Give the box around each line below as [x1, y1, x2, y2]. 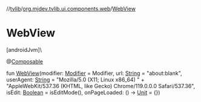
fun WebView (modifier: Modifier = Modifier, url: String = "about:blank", [6, 69, 183, 77]
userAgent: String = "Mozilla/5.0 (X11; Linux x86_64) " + [6, 75, 145, 83]
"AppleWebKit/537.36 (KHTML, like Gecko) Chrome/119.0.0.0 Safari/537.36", [6, 82, 196, 89]
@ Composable [6, 57, 44, 65]
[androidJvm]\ [6, 46, 42, 53]
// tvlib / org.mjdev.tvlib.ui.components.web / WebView [6, 5, 136, 12]
